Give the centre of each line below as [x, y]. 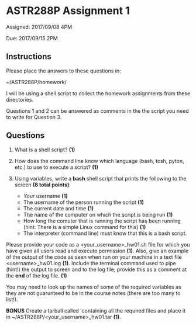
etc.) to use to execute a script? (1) [56, 167]
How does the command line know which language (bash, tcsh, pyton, [99, 161]
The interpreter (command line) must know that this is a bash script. [105, 233]
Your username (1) [46, 196]
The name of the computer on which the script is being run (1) [98, 214]
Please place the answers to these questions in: [63, 71]
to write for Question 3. [34, 117]
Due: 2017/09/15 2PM [32, 38]
